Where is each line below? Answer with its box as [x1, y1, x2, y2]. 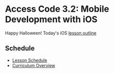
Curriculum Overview [12, 62, 55, 68]
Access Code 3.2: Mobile [5, 3, 109, 15]
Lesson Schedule [12, 57, 47, 63]
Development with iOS [5, 14, 98, 25]
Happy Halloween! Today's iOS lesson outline [5, 30, 97, 36]
